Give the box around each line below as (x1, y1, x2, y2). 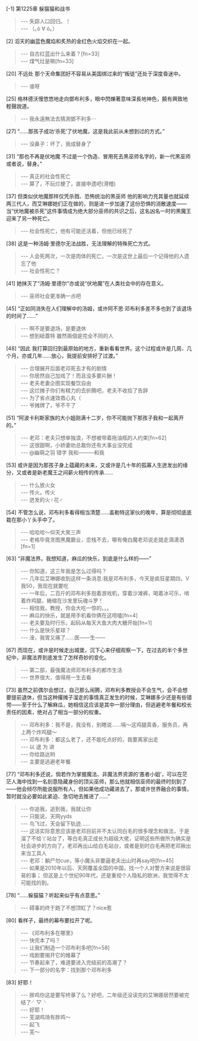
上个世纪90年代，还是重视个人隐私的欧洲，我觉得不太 (58, 872, 189, 879)
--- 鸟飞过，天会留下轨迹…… (20, 820, 90, 827)
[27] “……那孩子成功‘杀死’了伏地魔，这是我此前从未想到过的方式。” (6, 128, 165, 135)
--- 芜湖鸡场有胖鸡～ (20, 1014, 71, 1020)
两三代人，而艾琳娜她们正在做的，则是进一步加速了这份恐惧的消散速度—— (6, 200, 187, 207)
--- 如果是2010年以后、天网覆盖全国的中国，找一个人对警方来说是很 (20, 864, 186, 871)
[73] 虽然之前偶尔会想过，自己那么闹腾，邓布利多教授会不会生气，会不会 (6, 687, 183, 693)
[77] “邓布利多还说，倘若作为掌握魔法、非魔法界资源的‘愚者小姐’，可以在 (6, 770, 183, 778)
